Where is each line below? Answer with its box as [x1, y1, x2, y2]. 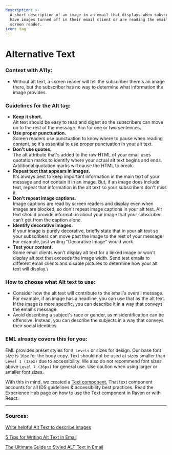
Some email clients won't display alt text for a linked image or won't [12, 249, 155, 256]
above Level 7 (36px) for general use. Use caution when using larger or [5, 363, 158, 370]
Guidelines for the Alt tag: [5, 102, 71, 109]
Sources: [5, 413, 29, 420]
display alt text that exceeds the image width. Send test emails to [12, 255, 150, 261]
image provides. [12, 89, 47, 95]
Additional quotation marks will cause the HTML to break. [12, 162, 134, 169]
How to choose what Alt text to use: [5, 278, 96, 285]
